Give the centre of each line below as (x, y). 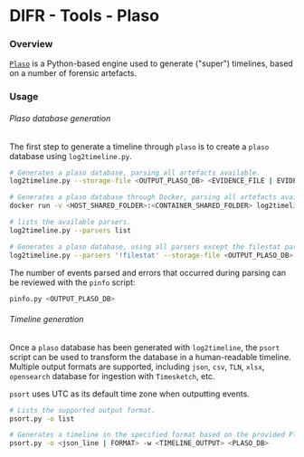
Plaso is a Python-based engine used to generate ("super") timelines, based (152, 63)
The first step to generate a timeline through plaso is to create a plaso (139, 147)
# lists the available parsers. (70, 223)
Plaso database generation (60, 118)
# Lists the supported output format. (82, 410)
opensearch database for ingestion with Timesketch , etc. (112, 376)
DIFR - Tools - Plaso (85, 16)
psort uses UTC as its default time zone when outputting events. (130, 394)
